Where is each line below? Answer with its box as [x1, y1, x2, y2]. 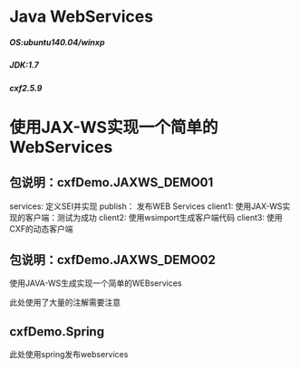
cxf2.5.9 [9, 82, 43, 93]
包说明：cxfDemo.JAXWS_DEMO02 [9, 251, 216, 268]
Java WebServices [9, 6, 154, 27]
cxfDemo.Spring [9, 324, 105, 339]
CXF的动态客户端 [9, 223, 73, 234]
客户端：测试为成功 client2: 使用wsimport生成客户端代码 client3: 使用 [24, 212, 284, 222]
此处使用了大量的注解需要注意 [9, 297, 121, 308]
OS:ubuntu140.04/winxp [9, 36, 105, 47]
